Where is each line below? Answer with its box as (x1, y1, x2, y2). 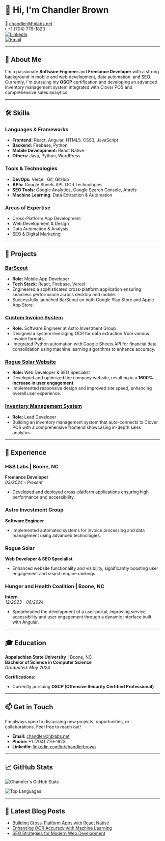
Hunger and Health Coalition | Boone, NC (5, 583, 105, 589)
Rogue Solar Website (5, 358, 56, 365)
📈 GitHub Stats (5, 763, 53, 772)
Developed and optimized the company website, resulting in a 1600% (12, 375, 154, 381)
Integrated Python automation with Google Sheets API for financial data (12, 341, 157, 347)
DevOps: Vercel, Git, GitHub (12, 176, 70, 182)
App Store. (12, 302, 34, 308)
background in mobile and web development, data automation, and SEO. (5, 74, 151, 80)
